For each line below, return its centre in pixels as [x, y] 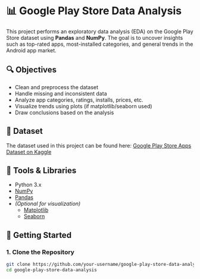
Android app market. [31, 50]
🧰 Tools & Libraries [41, 170]
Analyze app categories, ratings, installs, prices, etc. [79, 100]
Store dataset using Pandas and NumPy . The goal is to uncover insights [95, 37]
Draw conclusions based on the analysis [64, 112]
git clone [18, 265]
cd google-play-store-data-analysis [51, 270]
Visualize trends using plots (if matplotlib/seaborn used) [84, 106]
